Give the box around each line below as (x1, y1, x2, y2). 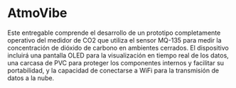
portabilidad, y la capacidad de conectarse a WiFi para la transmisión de (7, 66, 219, 75)
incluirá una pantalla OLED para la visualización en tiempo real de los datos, (7, 51, 229, 60)
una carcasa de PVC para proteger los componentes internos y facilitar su (7, 58, 225, 67)
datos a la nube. (7, 73, 55, 82)
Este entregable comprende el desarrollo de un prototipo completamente (7, 28, 221, 37)
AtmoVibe (7, 5, 68, 21)
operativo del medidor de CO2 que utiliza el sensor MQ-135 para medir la (7, 35, 222, 44)
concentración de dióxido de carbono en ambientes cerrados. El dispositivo (7, 43, 229, 52)
